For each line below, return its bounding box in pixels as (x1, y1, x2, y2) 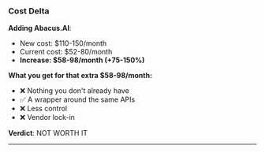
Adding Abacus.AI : (8, 24, 72, 33)
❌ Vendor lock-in (19, 113, 75, 122)
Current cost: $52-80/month (19, 47, 113, 57)
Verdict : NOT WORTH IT (8, 129, 88, 138)
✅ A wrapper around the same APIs (19, 95, 136, 104)
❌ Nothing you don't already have (19, 86, 130, 95)
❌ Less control (19, 104, 68, 114)
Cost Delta (8, 6, 50, 17)
